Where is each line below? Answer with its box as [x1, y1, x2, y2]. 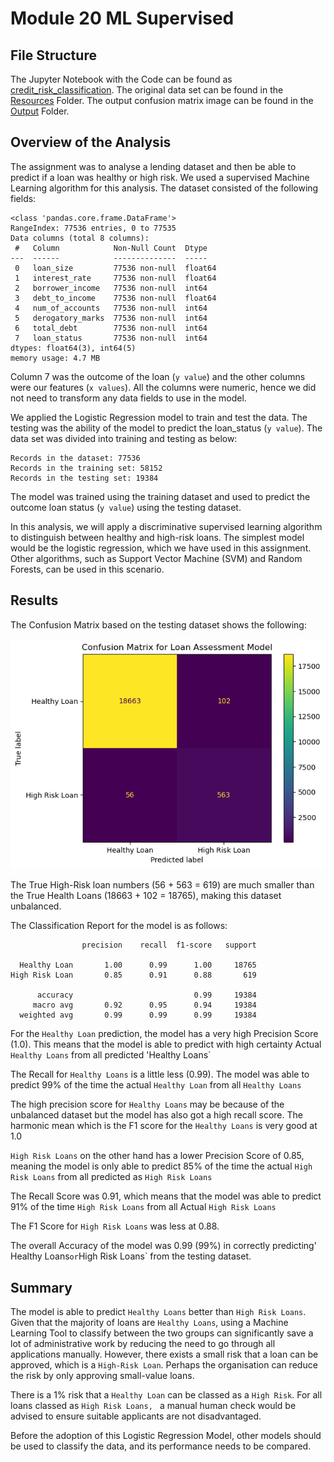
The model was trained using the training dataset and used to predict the [10, 490, 311, 502]
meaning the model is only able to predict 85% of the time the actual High [10, 1160, 313, 1172]
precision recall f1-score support [81, 940, 257, 951]
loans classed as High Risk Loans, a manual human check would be [10, 1400, 297, 1412]
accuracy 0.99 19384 [36, 990, 257, 1001]
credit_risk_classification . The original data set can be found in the [10, 84, 284, 96]
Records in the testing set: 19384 [10, 473, 159, 483]
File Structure [10, 47, 97, 64]
